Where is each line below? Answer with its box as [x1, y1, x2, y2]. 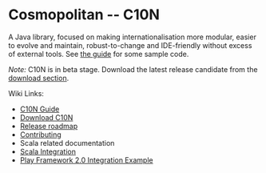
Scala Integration [19, 147, 76, 156]
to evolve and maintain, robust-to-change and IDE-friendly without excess [8, 40, 252, 50]
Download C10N [19, 112, 73, 122]
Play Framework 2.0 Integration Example [19, 155, 153, 165]
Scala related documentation [19, 138, 115, 147]
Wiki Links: [8, 88, 44, 98]
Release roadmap [19, 121, 78, 131]
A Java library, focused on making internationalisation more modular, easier [8, 32, 257, 42]
